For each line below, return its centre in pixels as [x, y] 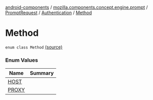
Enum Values [22, 60]
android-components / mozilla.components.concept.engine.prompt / [76, 7]
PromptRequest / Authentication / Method [49, 13]
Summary [42, 73]
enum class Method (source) [34, 47]
